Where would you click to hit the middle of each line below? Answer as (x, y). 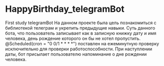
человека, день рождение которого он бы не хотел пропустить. (73, 38)
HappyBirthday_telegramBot (65, 9)
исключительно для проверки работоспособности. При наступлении (79, 49)
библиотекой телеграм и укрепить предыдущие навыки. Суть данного (80, 28)
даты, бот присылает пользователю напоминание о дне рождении (76, 54)
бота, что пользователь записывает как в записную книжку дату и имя (81, 33)
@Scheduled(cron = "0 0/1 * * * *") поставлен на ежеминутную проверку (82, 43)
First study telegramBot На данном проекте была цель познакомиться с (81, 23)
